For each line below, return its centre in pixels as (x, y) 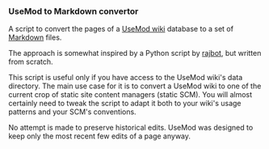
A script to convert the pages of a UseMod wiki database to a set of (121, 29)
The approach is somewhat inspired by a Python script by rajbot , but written (135, 53)
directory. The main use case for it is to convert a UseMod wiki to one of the (135, 86)
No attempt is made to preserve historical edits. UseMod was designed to (131, 128)
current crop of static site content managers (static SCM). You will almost (130, 95)
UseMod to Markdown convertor (74, 11)
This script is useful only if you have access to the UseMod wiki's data (126, 78)
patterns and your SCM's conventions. (72, 112)
